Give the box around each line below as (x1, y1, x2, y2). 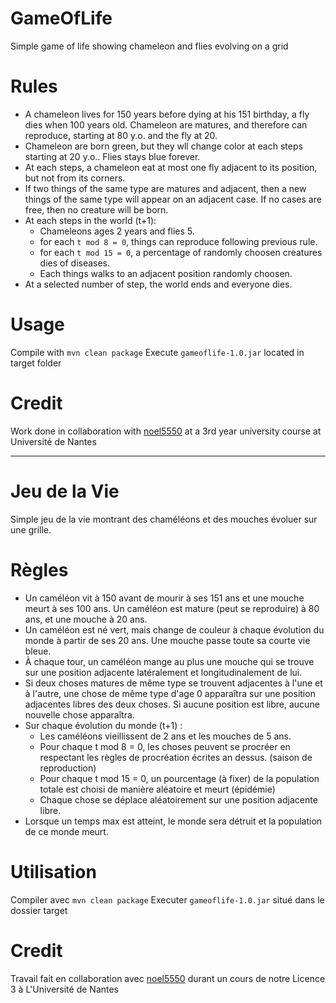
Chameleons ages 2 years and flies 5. (39, 225, 195, 237)
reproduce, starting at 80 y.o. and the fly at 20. (24, 129, 218, 141)
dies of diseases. (39, 257, 111, 269)
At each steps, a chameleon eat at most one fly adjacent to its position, (24, 161, 318, 173)
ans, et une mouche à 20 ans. (24, 613, 148, 625)
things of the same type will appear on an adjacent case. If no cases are (24, 193, 322, 205)
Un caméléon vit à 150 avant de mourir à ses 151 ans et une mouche (24, 592, 305, 604)
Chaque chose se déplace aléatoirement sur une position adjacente (39, 793, 318, 806)
